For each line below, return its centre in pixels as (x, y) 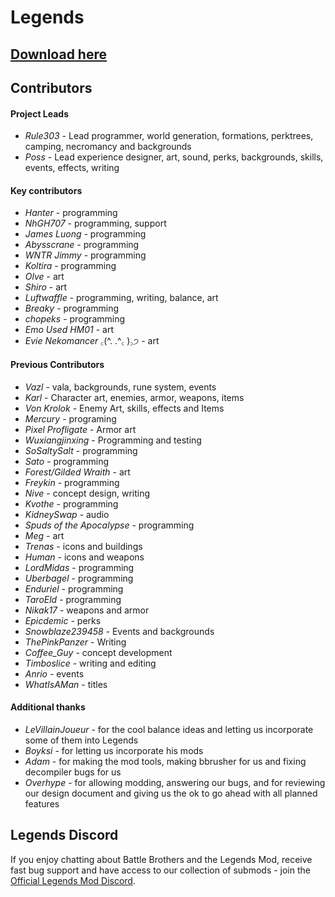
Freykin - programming (72, 482)
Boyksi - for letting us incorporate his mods (114, 750)
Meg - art (44, 535)
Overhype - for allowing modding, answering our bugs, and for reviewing (175, 782)
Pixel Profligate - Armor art (80, 429)
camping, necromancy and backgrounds (108, 147)
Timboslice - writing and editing (90, 663)
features (42, 803)
